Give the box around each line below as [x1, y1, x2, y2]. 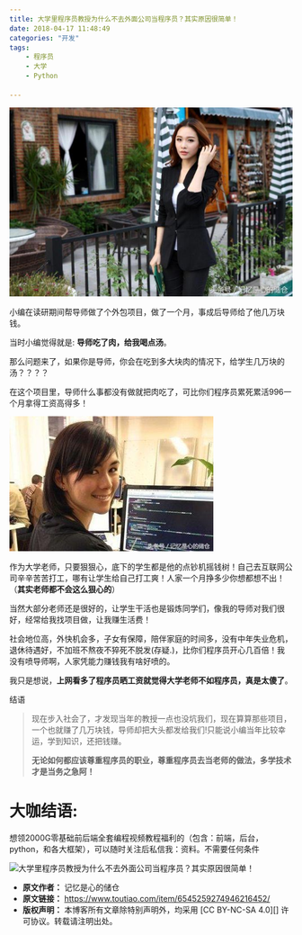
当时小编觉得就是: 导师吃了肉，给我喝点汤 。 [9, 337, 172, 347]
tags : [9, 43, 30, 52]
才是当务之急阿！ [31, 766, 95, 777]
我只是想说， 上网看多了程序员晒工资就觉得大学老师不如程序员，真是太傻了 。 [9, 675, 293, 686]
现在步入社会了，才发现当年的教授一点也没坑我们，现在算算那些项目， [31, 714, 292, 724]
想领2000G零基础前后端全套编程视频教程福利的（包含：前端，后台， [9, 832, 263, 843]
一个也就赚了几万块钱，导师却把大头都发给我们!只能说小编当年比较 [31, 724, 279, 735]
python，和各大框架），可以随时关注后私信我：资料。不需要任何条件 [9, 843, 260, 854]
